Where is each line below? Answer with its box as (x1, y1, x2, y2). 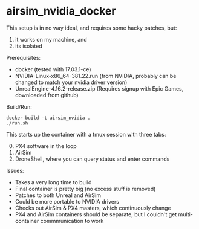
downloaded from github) (15, 91, 79, 98)
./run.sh (6, 120, 28, 126)
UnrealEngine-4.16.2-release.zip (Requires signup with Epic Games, (15, 85, 184, 92)
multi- (178, 210, 194, 218)
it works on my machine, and (15, 36, 88, 43)
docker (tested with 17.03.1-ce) (15, 65, 92, 73)
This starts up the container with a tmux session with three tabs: (6, 131, 166, 138)
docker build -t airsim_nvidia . (6, 115, 91, 121)
